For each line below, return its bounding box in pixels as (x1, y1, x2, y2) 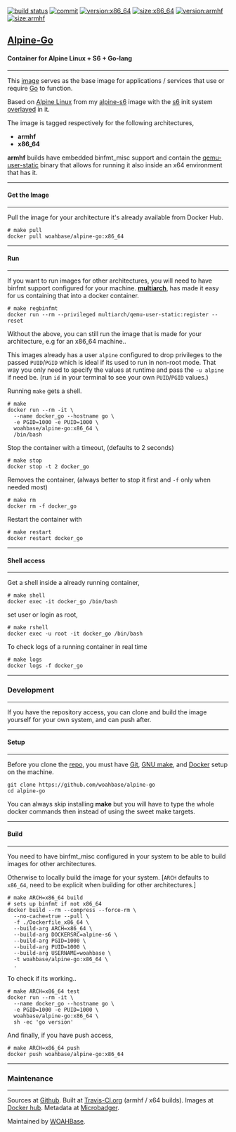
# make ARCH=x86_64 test (7, 988, 80, 995)
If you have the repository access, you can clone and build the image (7, 707, 207, 716)
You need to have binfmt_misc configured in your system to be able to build (7, 851, 226, 861)
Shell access (7, 556, 46, 565)
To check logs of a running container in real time (7, 643, 147, 651)
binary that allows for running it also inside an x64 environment (39, 160, 223, 169)
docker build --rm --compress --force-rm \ (7, 906, 137, 913)
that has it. (7, 168, 38, 176)
